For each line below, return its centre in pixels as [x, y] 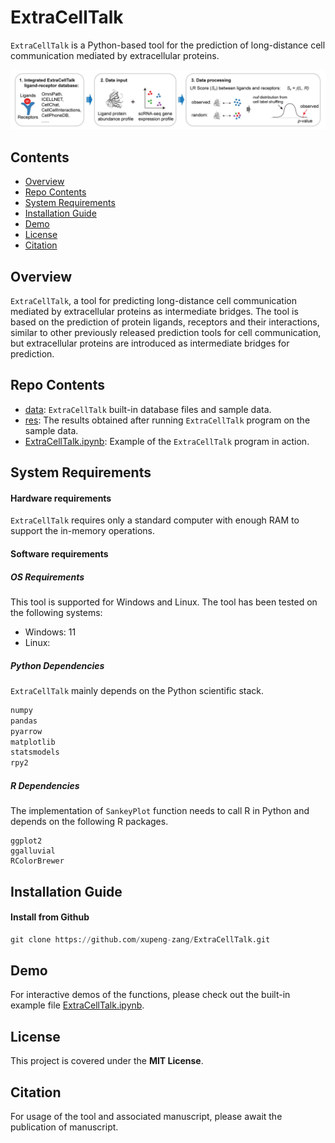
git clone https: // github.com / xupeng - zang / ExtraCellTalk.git [140, 939]
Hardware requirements [61, 498]
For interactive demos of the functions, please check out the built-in [150, 995]
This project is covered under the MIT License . [107, 1061]
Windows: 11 [50, 632]
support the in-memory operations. [82, 531]
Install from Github [50, 917]
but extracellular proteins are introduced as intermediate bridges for [150, 343]
